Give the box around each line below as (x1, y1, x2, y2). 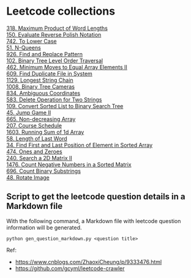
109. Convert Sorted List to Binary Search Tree (6, 102, 124, 109)
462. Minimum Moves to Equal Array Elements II (6, 63, 127, 71)
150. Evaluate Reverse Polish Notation (6, 31, 102, 38)
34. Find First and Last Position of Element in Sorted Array (6, 141, 153, 148)
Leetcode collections (6, 4, 115, 18)
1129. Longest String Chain (6, 76, 73, 84)
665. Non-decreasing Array (6, 115, 76, 123)
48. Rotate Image (6, 174, 50, 181)
